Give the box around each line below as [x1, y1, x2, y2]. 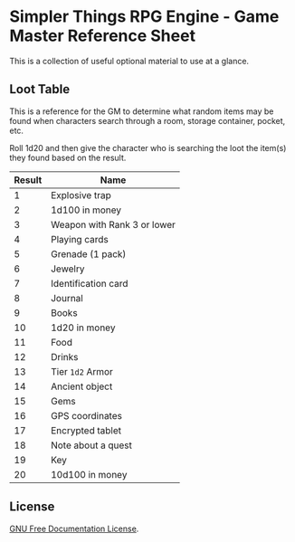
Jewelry [51, 262, 85, 275]
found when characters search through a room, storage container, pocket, [9, 115, 286, 126]
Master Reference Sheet [9, 25, 196, 46]
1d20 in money [51, 321, 116, 334]
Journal [51, 291, 83, 304]
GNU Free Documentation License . [9, 523, 139, 534]
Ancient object [51, 380, 113, 393]
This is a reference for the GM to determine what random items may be [9, 106, 274, 117]
